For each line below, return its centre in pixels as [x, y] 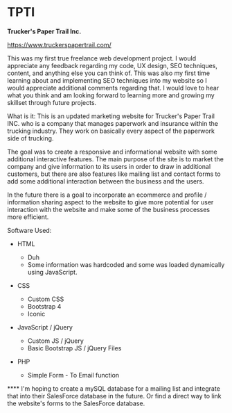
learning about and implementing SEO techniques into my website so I [107, 80]
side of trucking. [30, 138]
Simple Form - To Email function [73, 375]
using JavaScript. [52, 272]
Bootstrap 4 [44, 306]
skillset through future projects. [52, 102]
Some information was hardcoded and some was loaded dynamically [126, 264]
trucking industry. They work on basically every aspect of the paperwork [111, 131]
